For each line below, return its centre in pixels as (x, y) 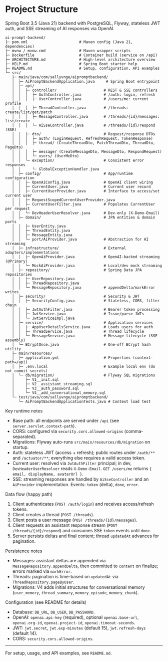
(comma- (134, 431)
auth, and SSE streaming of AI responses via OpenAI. (60, 28)
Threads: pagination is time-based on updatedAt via (65, 576)
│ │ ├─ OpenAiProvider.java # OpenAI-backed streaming (86, 257)
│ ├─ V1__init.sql (35, 379)
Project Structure (42, 9)
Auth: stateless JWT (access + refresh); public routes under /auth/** (84, 453)
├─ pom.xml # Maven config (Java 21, (69, 42)
